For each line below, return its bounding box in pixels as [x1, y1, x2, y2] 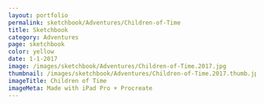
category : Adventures [8, 33, 79, 41]
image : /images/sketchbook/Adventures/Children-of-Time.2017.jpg [8, 63, 226, 70]
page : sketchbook [8, 41, 65, 48]
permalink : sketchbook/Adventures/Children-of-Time [8, 19, 181, 27]
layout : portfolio [8, 11, 68, 20]
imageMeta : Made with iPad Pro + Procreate [8, 84, 153, 92]
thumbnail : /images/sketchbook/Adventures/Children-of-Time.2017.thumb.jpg [8, 70, 262, 77]
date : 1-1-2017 [8, 56, 58, 63]
